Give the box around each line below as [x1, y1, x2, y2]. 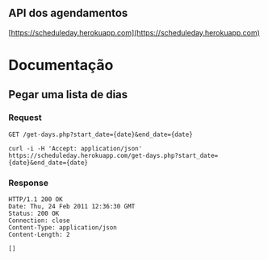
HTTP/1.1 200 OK [8, 195, 63, 204]
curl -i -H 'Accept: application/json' [8, 144, 143, 152]
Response [8, 177, 48, 188]
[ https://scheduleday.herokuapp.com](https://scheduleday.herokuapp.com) [8, 27, 261, 37]
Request [8, 112, 42, 123]
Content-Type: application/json [8, 223, 117, 232]
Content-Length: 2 [8, 230, 70, 238]
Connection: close [8, 217, 70, 225]
